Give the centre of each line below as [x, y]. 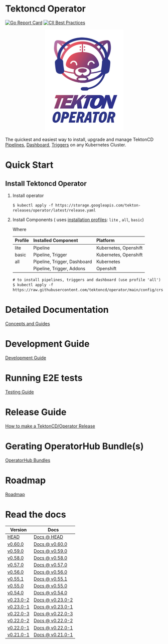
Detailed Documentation [57, 310]
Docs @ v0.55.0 [50, 586]
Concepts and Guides [28, 323]
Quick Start [29, 165]
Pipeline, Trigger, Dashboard [63, 262]
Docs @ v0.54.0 [50, 593]
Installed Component [56, 241]
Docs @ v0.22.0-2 [53, 621]
